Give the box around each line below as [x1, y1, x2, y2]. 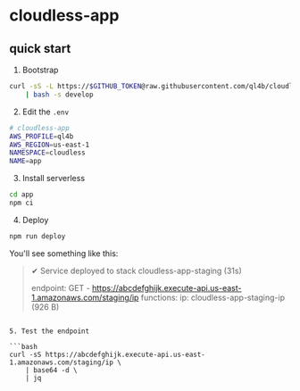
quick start [9, 41, 71, 56]
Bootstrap [21, 64, 59, 75]
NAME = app [9, 157, 42, 166]
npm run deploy [9, 231, 66, 241]
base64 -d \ [32, 365, 78, 375]
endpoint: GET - [30, 282, 91, 293]
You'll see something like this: [9, 247, 119, 259]
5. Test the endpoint [9, 327, 90, 336]
